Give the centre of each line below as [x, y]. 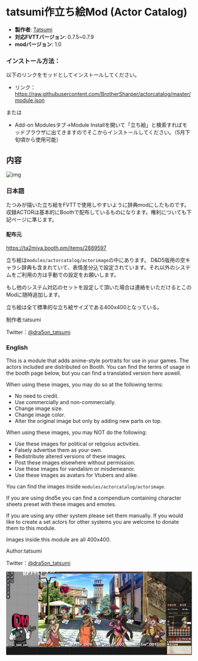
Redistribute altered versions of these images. [70, 456]
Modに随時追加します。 [35, 295]
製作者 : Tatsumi [34, 29]
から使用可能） [43, 140]
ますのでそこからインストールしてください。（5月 [126, 133]
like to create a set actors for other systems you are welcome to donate [93, 521]
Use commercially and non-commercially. [65, 402]
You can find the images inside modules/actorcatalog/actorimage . [86, 486]
